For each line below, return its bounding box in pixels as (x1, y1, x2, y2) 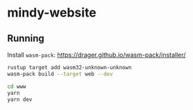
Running (7, 33, 45, 44)
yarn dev (7, 95, 33, 103)
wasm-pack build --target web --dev (7, 71, 113, 77)
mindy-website (7, 5, 97, 21)
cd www (7, 83, 26, 90)
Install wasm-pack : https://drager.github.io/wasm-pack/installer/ (7, 51, 186, 59)
